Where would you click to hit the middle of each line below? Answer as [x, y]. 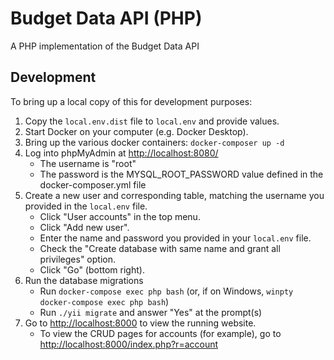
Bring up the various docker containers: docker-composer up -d [154, 142]
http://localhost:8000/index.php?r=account [129, 344]
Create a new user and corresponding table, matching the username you [174, 195]
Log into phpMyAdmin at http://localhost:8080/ [121, 153]
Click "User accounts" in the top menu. [120, 216]
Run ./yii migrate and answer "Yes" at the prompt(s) [151, 312]
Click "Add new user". [84, 227]
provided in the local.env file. [86, 206]
